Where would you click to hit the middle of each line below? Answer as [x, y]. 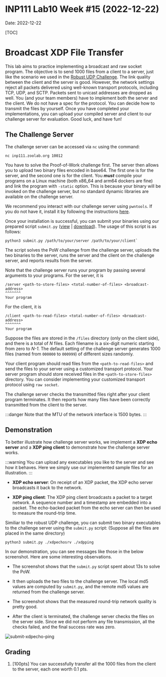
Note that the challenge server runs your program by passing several [75, 270]
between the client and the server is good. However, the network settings [80, 82]
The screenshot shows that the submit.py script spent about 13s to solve [86, 566]
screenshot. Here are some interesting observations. [59, 556]
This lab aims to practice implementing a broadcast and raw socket [73, 66]
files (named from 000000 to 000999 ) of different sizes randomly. [70, 354]
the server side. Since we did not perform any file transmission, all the [83, 621]
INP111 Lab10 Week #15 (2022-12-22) [82, 9]
